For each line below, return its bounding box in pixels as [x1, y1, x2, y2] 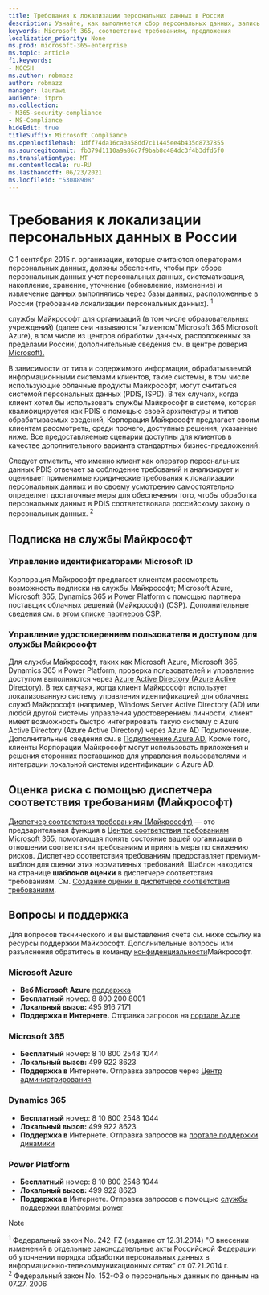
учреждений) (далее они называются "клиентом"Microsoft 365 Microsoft [8, 322, 259, 332]
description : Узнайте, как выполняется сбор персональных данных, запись [8, 19, 261, 27]
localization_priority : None [8, 34, 106, 43]
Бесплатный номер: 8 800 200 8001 [19, 994, 145, 1003]
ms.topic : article [8, 49, 70, 57]
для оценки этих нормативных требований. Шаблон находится [36, 859, 253, 869]
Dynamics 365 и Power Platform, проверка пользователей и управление [8, 666, 255, 675]
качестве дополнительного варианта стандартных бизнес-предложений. [8, 441, 261, 450]
